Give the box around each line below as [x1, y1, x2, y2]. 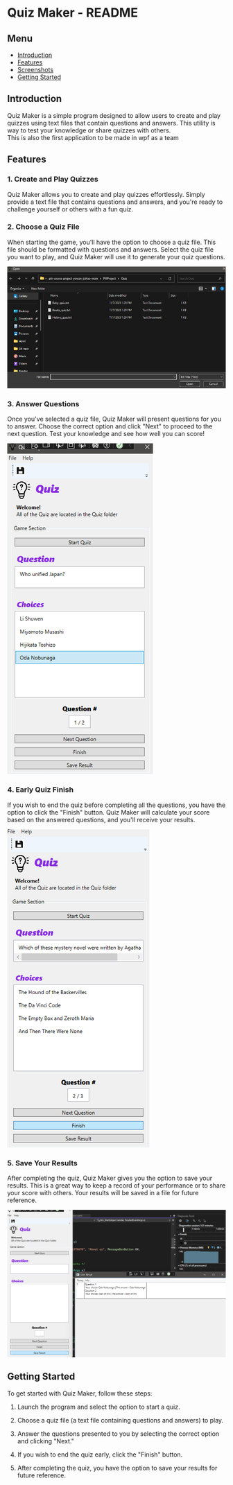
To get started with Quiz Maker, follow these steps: [7, 1389, 153, 1398]
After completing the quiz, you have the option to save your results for [17, 1464, 218, 1472]
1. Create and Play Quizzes [7, 175, 98, 184]
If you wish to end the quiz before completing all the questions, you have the [7, 801, 226, 809]
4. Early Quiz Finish [7, 785, 74, 794]
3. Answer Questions [7, 399, 80, 408]
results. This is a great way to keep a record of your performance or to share [7, 1181, 226, 1190]
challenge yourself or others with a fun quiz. [7, 205, 134, 213]
